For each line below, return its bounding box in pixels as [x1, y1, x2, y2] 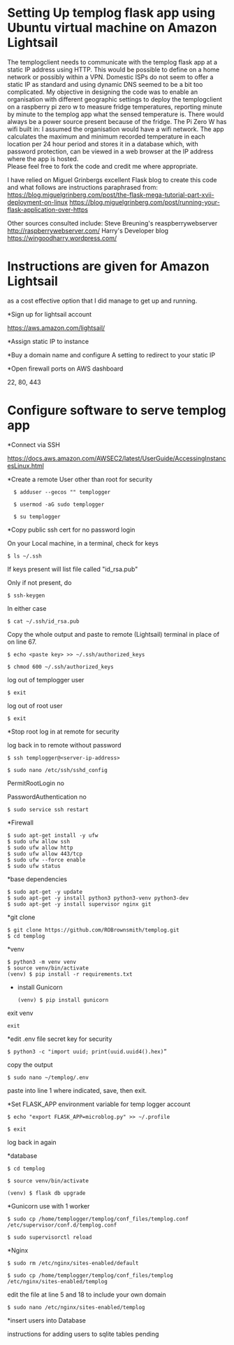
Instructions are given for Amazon [7, 258, 210, 275]
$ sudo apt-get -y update [7, 888, 82, 895]
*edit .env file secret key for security [7, 1035, 112, 1043]
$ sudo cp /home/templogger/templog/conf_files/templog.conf [7, 1215, 189, 1222]
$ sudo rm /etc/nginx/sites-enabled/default [7, 1260, 139, 1267]
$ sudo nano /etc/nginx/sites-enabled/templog [7, 1304, 145, 1311]
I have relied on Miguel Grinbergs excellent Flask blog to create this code [7, 175, 217, 184]
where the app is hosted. [7, 154, 79, 163]
